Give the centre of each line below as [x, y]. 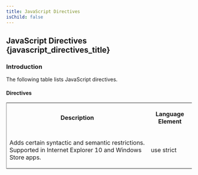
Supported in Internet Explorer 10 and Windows [76, 150]
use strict [164, 150]
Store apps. [25, 157]
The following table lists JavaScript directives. [62, 79]
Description [77, 118]
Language [170, 114]
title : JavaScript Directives [43, 11]
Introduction [24, 66]
